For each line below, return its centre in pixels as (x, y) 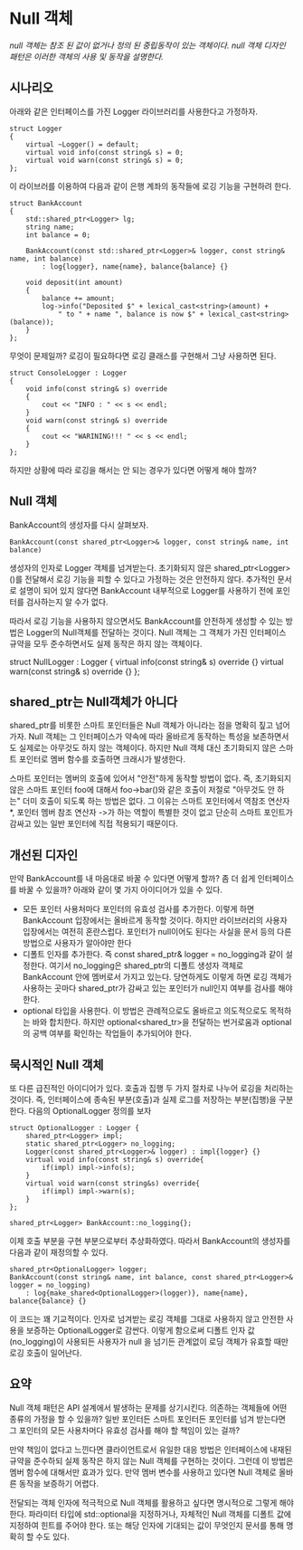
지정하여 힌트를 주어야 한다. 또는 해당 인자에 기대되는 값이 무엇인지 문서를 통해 (147, 1525)
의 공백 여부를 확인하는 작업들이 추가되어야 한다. (107, 1033)
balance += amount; (79, 298)
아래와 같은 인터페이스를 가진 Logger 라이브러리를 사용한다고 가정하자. (134, 111)
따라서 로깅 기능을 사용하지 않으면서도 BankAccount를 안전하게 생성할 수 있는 (147, 621)
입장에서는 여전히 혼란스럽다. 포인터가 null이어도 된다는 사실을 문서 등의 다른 (157, 932)
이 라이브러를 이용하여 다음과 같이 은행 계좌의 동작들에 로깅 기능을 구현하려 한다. (151, 185)
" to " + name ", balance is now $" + (131, 314)
